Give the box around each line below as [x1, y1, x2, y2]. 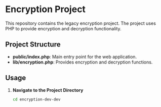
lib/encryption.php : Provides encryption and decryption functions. [12, 59, 153, 65]
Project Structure [5, 40, 61, 49]
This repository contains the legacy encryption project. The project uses [5, 20, 156, 26]
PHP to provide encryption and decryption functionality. [5, 25, 122, 31]
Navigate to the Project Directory [12, 87, 84, 93]
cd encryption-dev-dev [12, 97, 61, 102]
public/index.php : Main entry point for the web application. [12, 54, 137, 60]
